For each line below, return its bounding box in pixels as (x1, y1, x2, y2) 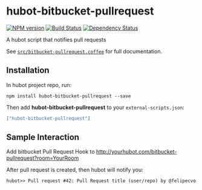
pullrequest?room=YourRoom (6, 154, 79, 162)
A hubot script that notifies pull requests (6, 36, 106, 43)
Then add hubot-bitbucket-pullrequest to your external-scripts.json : (6, 103, 184, 111)
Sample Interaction (6, 132, 80, 143)
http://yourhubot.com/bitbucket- (96, 148, 177, 156)
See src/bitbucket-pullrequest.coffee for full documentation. (6, 47, 162, 55)
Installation (6, 65, 50, 76)
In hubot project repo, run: (6, 81, 72, 88)
